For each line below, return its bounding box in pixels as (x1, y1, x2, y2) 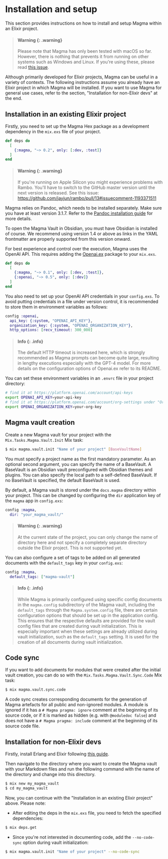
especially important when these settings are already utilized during (17, 628, 157, 634)
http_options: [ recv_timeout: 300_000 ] (9, 328, 93, 333)
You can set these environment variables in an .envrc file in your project (5, 375, 153, 381)
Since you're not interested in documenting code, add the (12, 834, 131, 840)
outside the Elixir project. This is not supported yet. (17, 544, 122, 551)
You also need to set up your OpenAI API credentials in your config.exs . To (5, 293, 160, 299)
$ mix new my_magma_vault (5, 781, 59, 786)
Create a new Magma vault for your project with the (5, 431, 111, 438)
